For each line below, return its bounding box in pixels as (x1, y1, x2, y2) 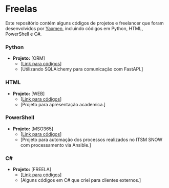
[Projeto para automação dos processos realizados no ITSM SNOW (20, 136, 163, 143)
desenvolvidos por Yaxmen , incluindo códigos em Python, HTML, (5, 25, 143, 31)
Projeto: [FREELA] (12, 167, 52, 173)
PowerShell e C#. (5, 31, 42, 37)
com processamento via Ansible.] (20, 142, 91, 148)
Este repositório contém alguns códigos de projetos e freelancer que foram (5, 20, 164, 26)
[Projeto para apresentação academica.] (20, 101, 106, 107)
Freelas (5, 3, 37, 15)
